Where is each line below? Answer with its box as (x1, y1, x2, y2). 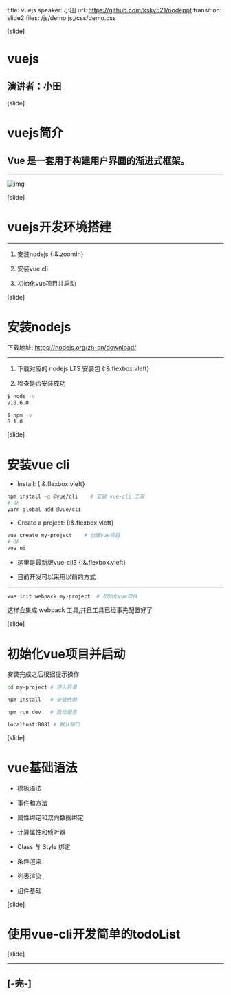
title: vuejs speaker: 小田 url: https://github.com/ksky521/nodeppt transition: (7, 6, 222, 14)
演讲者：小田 (7, 80, 62, 92)
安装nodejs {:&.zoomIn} (16, 250, 84, 258)
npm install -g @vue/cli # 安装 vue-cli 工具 (7, 493, 145, 501)
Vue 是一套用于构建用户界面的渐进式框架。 (7, 154, 190, 167)
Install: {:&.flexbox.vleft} (16, 480, 85, 488)
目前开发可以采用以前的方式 (16, 572, 96, 580)
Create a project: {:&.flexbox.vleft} (16, 519, 114, 527)
